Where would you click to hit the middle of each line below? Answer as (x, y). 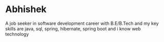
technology (17, 34)
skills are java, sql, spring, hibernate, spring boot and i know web (73, 28)
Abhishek (26, 9)
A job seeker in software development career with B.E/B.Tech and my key (82, 23)
